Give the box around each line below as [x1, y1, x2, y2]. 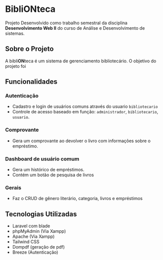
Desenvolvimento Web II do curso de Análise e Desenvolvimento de [5, 25, 145, 31]
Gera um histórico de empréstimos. [12, 167, 85, 173]
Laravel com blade [12, 223, 51, 229]
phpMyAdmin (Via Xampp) [12, 228, 66, 234]
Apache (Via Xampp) [12, 234, 55, 240]
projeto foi [5, 63, 26, 69]
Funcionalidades [5, 78, 58, 86]
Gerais [5, 184, 21, 191]
